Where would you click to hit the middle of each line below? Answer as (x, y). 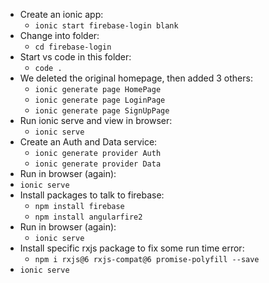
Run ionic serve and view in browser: (96, 120)
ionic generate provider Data (98, 164)
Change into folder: (59, 35)
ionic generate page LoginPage (100, 100)
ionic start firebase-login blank (106, 26)
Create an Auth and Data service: (88, 142)
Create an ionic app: (61, 14)
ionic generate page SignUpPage (102, 111)
